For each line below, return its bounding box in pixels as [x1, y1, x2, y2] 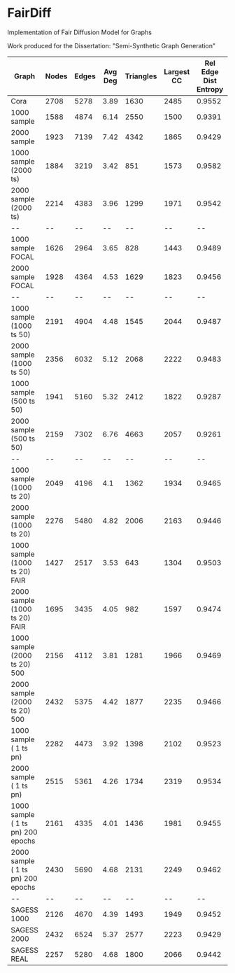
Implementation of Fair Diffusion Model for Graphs [7, 28, 152, 36]
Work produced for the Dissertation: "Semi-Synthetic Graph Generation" [7, 41, 215, 50]
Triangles [124, 71, 157, 81]
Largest [164, 66, 190, 76]
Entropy [197, 84, 224, 94]
